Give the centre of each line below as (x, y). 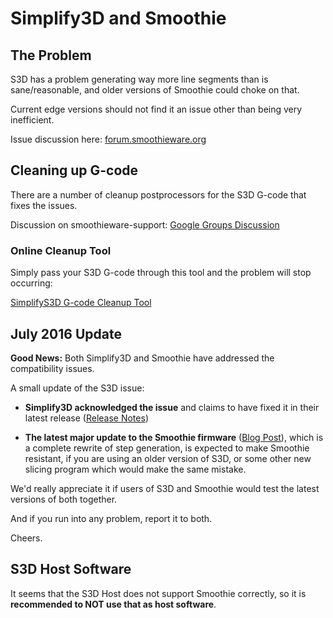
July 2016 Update (66, 333)
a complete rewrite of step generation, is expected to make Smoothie (167, 448)
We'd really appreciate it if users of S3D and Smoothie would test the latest (165, 488)
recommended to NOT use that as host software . (113, 604)
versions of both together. (64, 499)
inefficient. (32, 120)
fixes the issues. (44, 205)
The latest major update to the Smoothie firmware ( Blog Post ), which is (174, 437)
